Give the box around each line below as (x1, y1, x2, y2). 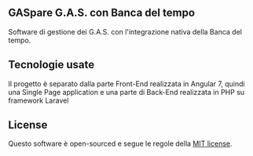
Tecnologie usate (8, 58, 95, 71)
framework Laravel (8, 96, 69, 105)
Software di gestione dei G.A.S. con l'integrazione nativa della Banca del (8, 27, 242, 36)
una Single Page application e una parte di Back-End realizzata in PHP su (8, 87, 245, 96)
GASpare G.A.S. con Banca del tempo (8, 6, 195, 20)
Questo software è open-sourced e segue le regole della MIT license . (8, 139, 233, 148)
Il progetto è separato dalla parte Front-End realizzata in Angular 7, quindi (8, 78, 245, 89)
